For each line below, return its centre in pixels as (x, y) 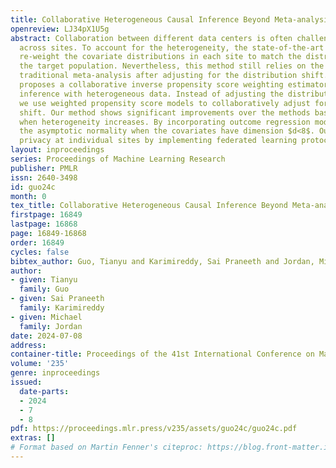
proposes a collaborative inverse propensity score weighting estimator (174, 85)
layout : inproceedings (57, 150)
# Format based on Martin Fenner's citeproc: (106, 447)
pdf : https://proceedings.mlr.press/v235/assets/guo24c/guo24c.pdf (154, 429)
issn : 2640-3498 (44, 177)
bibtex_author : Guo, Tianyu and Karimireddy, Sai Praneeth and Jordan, (162, 261)
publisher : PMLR (44, 168)
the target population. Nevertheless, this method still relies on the (172, 66)
